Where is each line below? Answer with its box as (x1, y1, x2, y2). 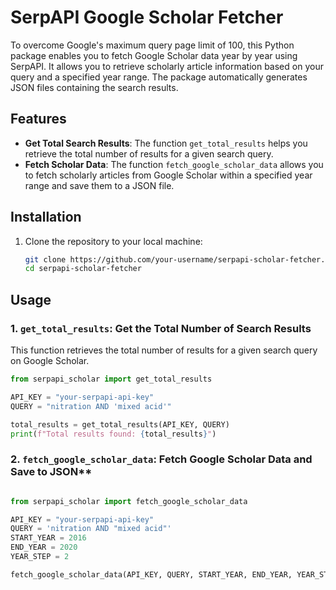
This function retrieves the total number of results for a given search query (10, 344, 318, 356)
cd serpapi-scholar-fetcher (24, 264, 142, 274)
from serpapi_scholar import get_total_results (10, 374, 213, 384)
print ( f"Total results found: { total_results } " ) (10, 429, 217, 439)
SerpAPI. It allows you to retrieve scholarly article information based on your (10, 60, 324, 72)
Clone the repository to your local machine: (24, 235, 203, 247)
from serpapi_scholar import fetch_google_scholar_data (10, 496, 248, 506)
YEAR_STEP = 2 (10, 552, 70, 562)
